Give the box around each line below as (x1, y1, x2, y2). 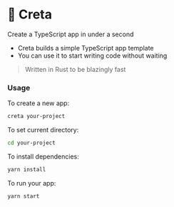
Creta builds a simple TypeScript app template (17, 43, 154, 52)
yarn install (7, 166, 46, 173)
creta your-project (7, 113, 66, 120)
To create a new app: (7, 99, 70, 107)
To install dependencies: (7, 152, 80, 161)
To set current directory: (7, 126, 79, 134)
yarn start (7, 192, 40, 200)
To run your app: (7, 179, 56, 187)
